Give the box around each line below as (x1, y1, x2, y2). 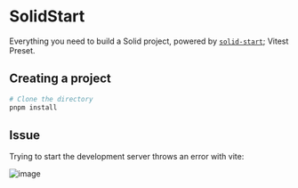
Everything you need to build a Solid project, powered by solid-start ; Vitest (9, 36, 289, 46)
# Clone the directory (9, 94, 93, 103)
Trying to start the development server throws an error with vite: (9, 151, 245, 162)
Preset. (9, 45, 36, 55)
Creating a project (9, 71, 111, 86)
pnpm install (9, 102, 58, 112)
